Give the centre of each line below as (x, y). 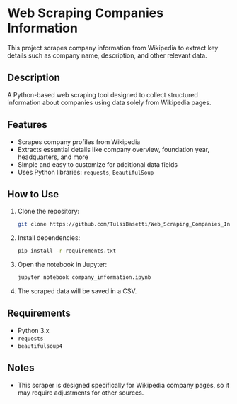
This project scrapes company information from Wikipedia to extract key (113, 48)
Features (27, 125)
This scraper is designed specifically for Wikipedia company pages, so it (123, 385)
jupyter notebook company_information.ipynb (84, 278)
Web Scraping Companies (86, 13)
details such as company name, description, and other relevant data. (107, 55)
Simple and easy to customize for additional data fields (98, 164)
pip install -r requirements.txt (67, 251)
